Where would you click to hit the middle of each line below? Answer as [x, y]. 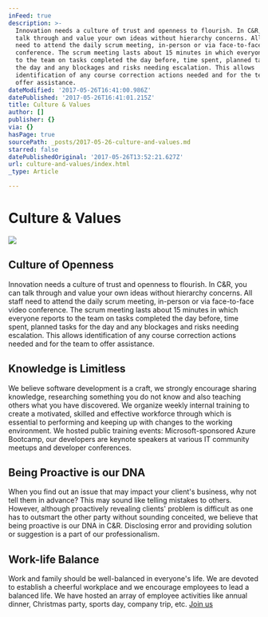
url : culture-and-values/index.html [69, 165]
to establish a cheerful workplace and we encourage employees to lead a [129, 587]
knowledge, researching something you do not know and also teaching [125, 396]
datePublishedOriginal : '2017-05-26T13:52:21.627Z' [96, 157]
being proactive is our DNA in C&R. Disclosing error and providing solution [130, 526]
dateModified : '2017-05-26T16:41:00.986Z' [80, 90]
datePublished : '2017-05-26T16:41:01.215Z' [82, 98]
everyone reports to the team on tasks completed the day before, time [124, 318]
